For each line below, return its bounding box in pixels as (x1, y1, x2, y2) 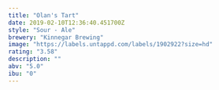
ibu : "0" (8, 70, 37, 77)
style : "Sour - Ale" (8, 26, 76, 34)
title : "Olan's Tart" (8, 11, 80, 20)
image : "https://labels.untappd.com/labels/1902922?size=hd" (8, 41, 213, 49)
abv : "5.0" (8, 63, 44, 70)
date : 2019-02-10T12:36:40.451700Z (8, 19, 125, 27)
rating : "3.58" (8, 48, 58, 56)
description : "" (8, 56, 61, 63)
